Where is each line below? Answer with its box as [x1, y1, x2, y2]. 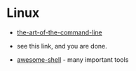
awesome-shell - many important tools [16, 55, 129, 64]
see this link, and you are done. [16, 41, 108, 50]
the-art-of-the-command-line [16, 28, 102, 37]
